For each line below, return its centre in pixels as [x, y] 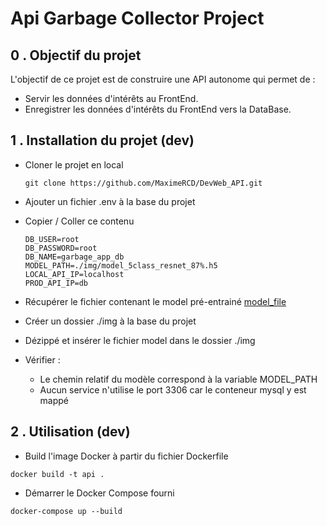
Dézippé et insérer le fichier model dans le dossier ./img [140, 340]
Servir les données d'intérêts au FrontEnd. [111, 98]
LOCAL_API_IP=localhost [74, 274]
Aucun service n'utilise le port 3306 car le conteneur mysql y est [173, 389]
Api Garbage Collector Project [137, 18]
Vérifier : [42, 359]
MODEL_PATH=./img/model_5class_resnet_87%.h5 [121, 265]
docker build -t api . [57, 474]
